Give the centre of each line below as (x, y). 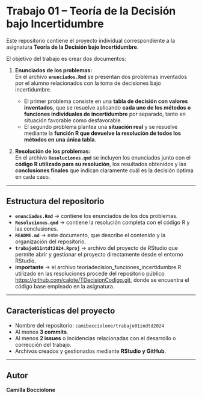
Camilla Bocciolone (31, 390)
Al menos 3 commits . (41, 332)
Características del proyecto (61, 311)
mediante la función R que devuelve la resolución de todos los (103, 133)
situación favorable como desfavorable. (73, 120)
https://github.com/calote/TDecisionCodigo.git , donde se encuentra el (102, 280)
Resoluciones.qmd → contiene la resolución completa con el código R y (102, 222)
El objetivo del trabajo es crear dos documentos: (66, 58)
